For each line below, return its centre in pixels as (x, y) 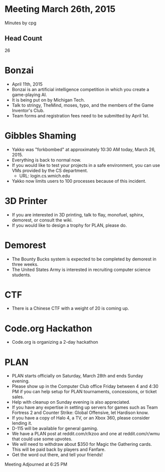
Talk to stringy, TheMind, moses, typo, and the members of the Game (83, 105)
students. (21, 275)
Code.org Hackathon (49, 328)
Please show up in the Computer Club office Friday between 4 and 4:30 (85, 386)
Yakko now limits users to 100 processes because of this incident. (79, 181)
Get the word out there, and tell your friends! (57, 455)
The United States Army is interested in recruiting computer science (81, 269)
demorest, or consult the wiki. (42, 220)
